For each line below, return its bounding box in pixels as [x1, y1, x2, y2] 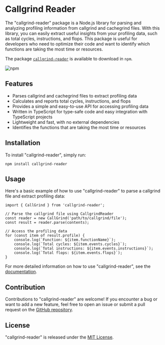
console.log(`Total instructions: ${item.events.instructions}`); [14, 246, 154, 251]
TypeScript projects [12, 114, 53, 120]
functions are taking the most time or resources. [5, 46, 103, 52]
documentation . [5, 269, 38, 275]
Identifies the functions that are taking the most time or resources [12, 124, 146, 130]
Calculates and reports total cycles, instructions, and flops [12, 98, 131, 104]
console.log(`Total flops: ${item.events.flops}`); [14, 250, 123, 255]
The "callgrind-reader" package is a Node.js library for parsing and [5, 20, 142, 26]
